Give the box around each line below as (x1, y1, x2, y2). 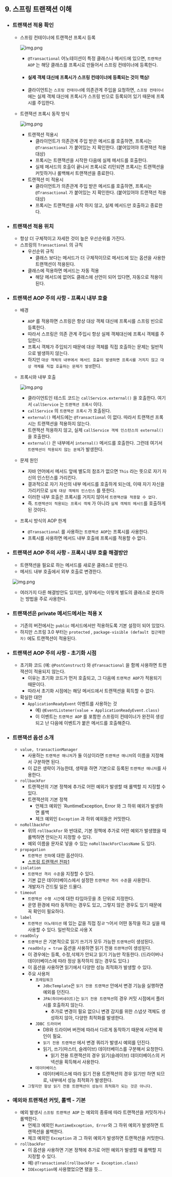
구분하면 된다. (33, 758, 61, 765)
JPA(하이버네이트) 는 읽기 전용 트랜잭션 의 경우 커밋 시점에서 (43, 995, 155, 1002)
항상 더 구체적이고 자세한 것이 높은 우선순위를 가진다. (20, 236, 126, 242)
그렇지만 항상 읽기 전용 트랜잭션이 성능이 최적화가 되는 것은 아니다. (27, 1083, 153, 1089)
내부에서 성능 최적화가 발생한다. (49, 1077, 113, 1083)
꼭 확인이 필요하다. (27, 908, 65, 914)
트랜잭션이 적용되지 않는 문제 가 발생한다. (27, 447, 104, 453)
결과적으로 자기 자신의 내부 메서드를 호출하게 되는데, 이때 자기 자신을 (27, 481, 165, 487)
